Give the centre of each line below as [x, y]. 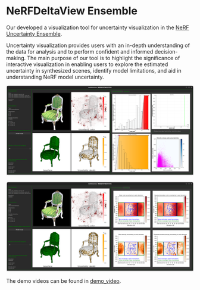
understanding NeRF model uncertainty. [55, 77]
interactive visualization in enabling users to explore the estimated [87, 64]
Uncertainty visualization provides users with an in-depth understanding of [98, 45]
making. [16, 58]
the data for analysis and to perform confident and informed [80, 51]
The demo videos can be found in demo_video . [64, 281]
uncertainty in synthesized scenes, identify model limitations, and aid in [94, 70]
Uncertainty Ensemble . [34, 33]
